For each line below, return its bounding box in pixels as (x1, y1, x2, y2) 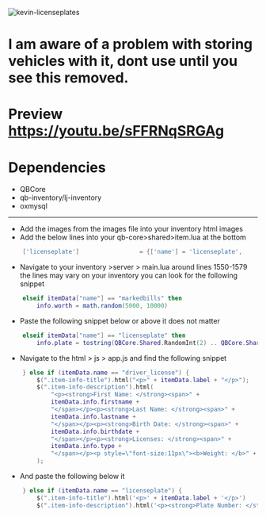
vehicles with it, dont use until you (8, 52, 238, 71)
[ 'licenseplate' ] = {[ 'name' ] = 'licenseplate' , (22, 248, 243, 256)
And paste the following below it (19, 472, 125, 481)
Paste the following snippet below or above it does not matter (19, 316, 220, 325)
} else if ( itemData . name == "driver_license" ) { (22, 369, 190, 377)
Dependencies (8, 159, 106, 176)
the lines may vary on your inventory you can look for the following (19, 270, 238, 281)
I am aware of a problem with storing (8, 36, 253, 53)
